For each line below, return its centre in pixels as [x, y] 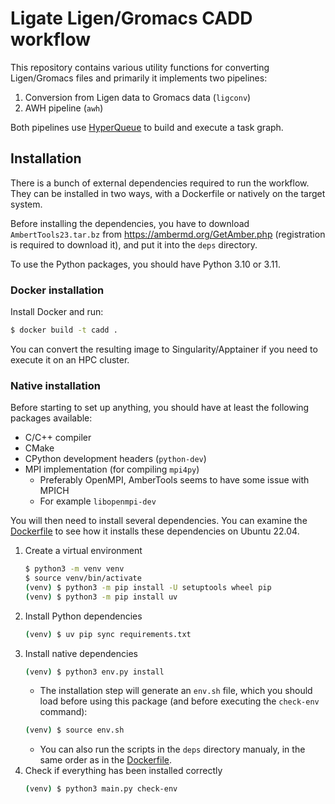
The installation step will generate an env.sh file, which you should [176, 691]
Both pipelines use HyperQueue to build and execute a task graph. [147, 127]
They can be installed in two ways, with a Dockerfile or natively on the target [168, 193]
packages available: [51, 418]
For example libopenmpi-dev [98, 501]
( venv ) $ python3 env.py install [94, 672]
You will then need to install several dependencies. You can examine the [159, 521]
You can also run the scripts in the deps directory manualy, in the [172, 749]
